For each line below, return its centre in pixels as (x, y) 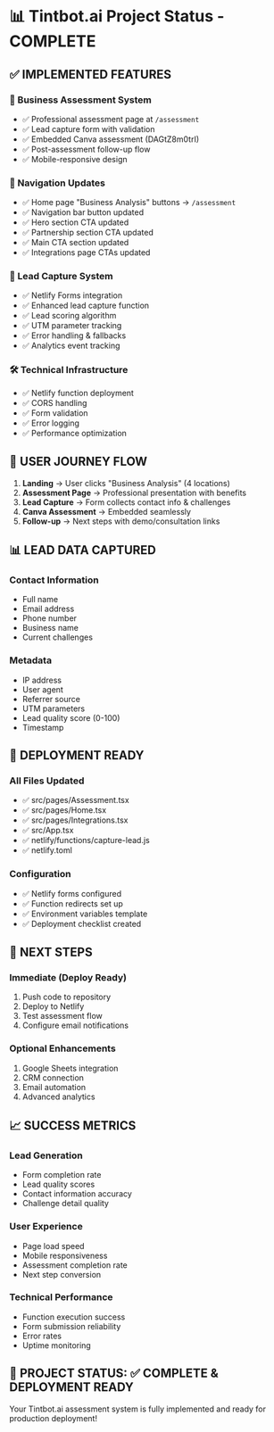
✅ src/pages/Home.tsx (64, 810)
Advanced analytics (58, 1097)
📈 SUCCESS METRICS (73, 1126)
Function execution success (74, 1317)
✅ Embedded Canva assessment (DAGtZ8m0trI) (110, 139)
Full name (40, 600)
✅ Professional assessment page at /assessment (111, 119)
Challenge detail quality (66, 1204)
